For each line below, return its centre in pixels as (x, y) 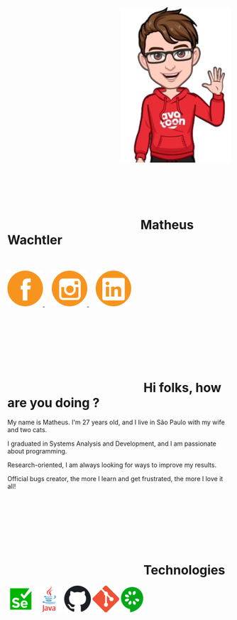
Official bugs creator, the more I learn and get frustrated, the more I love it (115, 479)
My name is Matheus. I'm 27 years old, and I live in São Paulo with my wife (116, 422)
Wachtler (35, 240)
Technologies (184, 570)
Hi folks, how (182, 388)
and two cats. (27, 430)
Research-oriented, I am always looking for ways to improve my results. (112, 465)
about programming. (37, 451)
